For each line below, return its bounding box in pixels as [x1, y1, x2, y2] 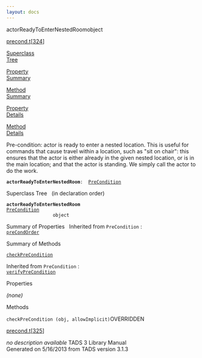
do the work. [6, 167, 38, 174]
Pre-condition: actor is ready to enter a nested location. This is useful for [6, 141, 189, 148]
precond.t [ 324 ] [6, 37, 45, 45]
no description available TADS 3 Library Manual [6, 338, 127, 346]
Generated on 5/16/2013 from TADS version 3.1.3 [6, 345, 129, 353]
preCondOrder [6, 229, 40, 235]
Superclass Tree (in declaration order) [6, 189, 105, 197]
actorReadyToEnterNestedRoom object [6, 26, 103, 33]
